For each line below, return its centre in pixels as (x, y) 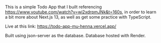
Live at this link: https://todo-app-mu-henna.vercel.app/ (61, 26)
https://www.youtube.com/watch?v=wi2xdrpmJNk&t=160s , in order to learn (81, 12)
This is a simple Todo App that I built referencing (53, 7)
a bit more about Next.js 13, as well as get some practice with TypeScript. (78, 17)
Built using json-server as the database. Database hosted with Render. (75, 36)
